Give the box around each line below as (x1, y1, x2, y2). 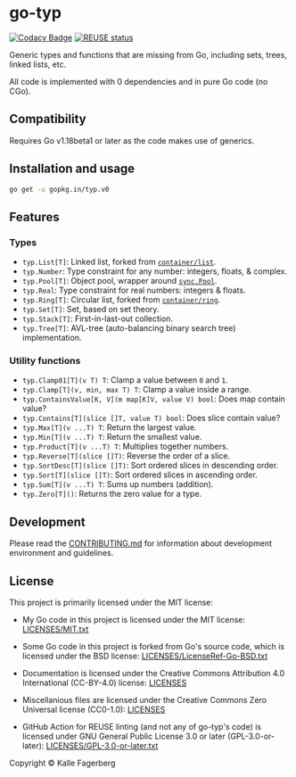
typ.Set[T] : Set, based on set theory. (21, 304, 160, 315)
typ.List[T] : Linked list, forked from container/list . (21, 257, 217, 268)
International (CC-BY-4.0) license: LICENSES (21, 677, 187, 689)
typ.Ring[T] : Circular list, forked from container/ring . (21, 294, 221, 305)
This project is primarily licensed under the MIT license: (9, 597, 214, 608)
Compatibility (9, 112, 86, 127)
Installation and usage (9, 161, 136, 177)
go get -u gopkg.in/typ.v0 (9, 185, 110, 194)
